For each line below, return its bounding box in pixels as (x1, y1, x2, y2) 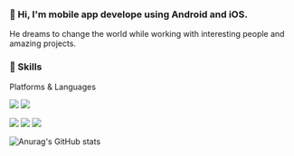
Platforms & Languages (9, 81, 97, 92)
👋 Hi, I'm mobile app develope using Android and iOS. (9, 8, 249, 21)
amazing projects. (9, 38, 77, 49)
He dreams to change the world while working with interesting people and (9, 29, 285, 40)
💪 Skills (9, 60, 43, 73)
